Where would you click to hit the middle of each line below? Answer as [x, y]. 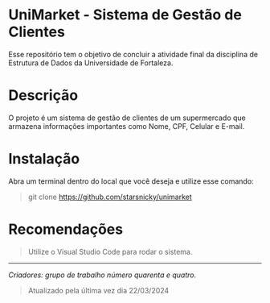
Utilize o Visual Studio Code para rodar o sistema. [110, 251]
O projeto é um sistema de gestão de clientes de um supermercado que [127, 118]
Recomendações [65, 229]
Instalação [44, 159]
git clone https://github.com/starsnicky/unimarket [110, 197]
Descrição [43, 95]
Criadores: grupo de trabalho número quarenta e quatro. [102, 275]
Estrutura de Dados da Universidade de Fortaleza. [91, 63]
